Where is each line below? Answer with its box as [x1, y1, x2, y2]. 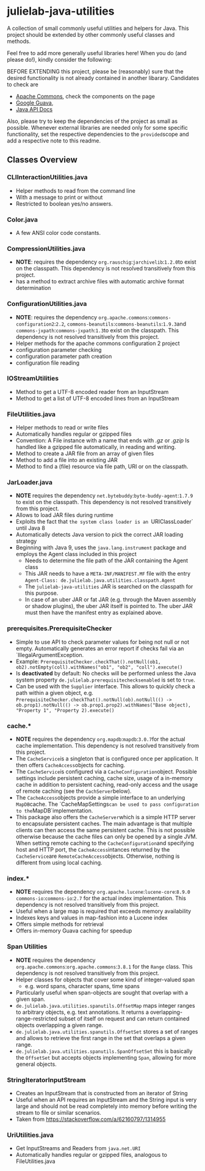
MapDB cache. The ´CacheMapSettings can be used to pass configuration [15, 800, 200, 808]
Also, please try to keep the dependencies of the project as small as [7, 117, 178, 125]
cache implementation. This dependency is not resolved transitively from [15, 742, 200, 749]
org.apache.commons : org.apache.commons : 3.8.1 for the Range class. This [15, 962, 193, 970]
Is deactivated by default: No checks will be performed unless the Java [15, 669, 196, 677]
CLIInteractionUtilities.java [7, 173, 88, 182]
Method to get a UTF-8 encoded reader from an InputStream [15, 388, 169, 395]
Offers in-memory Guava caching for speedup [15, 927, 132, 934]
